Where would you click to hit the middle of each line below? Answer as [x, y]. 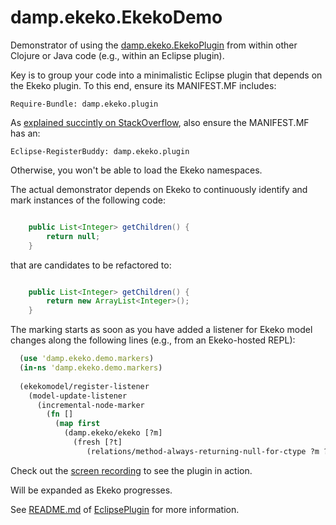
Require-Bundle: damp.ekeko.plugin [84, 104]
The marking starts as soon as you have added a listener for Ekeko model [161, 330]
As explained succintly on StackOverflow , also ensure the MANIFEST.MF [160, 122]
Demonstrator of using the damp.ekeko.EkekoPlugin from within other [154, 45]
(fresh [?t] [98, 442]
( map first [77, 424]
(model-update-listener [78, 396]
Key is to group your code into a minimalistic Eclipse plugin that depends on [166, 75]
